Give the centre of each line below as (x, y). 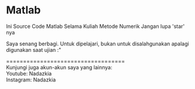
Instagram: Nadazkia (31, 80)
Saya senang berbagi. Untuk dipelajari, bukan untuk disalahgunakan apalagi (97, 44)
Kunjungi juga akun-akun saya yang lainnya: (59, 67)
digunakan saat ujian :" (34, 49)
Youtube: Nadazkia (29, 73)
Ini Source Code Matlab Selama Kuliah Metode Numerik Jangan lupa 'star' (95, 26)
